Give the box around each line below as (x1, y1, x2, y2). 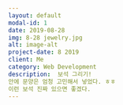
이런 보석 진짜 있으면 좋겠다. (8, 84, 91, 93)
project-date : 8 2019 (8, 48, 80, 56)
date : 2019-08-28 (8, 26, 65, 34)
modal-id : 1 (8, 19, 47, 27)
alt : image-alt (8, 41, 58, 49)
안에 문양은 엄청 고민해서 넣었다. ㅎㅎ (8, 77, 116, 85)
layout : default (8, 11, 61, 20)
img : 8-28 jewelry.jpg (8, 33, 83, 42)
